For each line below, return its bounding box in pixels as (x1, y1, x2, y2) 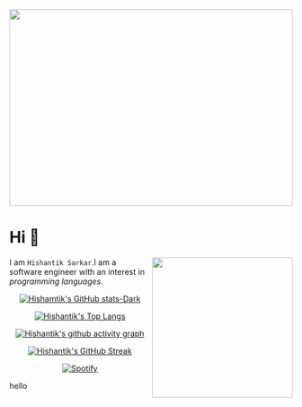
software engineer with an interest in (9, 266, 146, 277)
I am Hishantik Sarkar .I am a (9, 256, 117, 268)
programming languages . (9, 276, 103, 287)
